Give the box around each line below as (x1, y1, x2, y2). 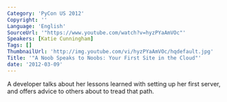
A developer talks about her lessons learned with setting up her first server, (7, 79, 221, 88)
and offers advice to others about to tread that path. (7, 87, 155, 95)
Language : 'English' (7, 23, 67, 29)
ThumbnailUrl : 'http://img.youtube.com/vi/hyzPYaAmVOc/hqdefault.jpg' (7, 49, 214, 55)
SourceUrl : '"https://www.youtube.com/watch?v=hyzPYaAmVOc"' (7, 29, 186, 36)
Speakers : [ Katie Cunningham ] (7, 36, 94, 42)
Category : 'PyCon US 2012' (7, 10, 85, 17)
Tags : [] (7, 42, 32, 49)
